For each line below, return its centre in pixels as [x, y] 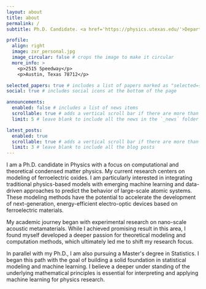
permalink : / [23, 23]
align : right [29, 46]
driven [14, 191]
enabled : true [30, 136]
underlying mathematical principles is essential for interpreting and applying [102, 273]
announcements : [26, 102]
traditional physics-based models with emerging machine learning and [95, 184]
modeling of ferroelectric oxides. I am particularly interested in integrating [100, 178]
